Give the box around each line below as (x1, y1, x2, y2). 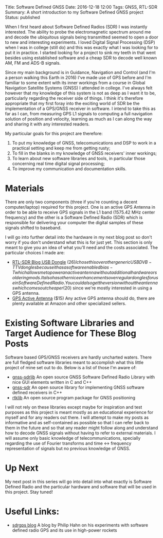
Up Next (5, 463, 39, 474)
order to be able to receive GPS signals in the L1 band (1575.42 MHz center (5, 209, 155, 215)
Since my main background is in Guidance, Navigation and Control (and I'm (5, 70, 156, 75)
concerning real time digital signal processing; (12, 161, 105, 166)
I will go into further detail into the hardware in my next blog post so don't (5, 234, 152, 240)
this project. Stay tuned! (5, 489, 53, 495)
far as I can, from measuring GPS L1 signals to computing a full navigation (5, 111, 153, 116)
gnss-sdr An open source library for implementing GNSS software (12, 384, 145, 390)
